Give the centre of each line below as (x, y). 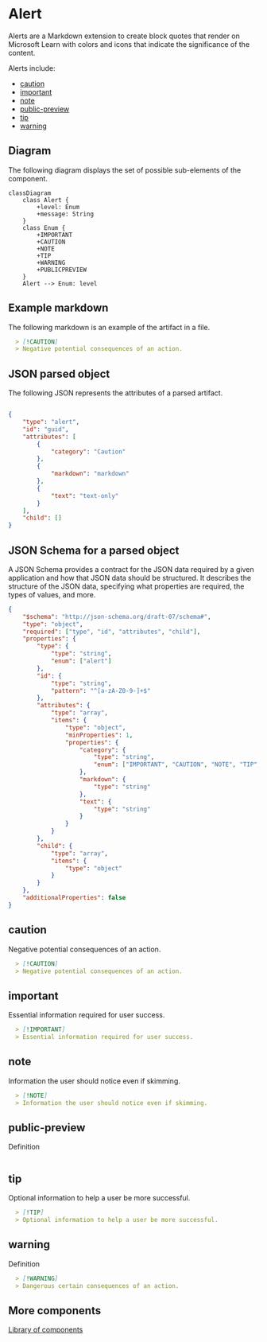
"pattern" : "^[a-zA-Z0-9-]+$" (101, 690)
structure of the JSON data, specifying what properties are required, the (126, 586)
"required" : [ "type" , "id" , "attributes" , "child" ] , (112, 632)
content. (22, 53)
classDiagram (30, 193)
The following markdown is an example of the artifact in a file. (109, 327)
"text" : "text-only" (85, 496)
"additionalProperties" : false (74, 898)
